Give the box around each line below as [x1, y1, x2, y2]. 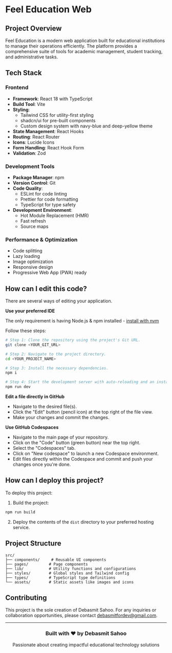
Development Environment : [12, 207, 73, 213]
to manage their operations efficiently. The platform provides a [5, 43, 137, 49]
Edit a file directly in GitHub [5, 394, 65, 400]
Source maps [20, 223, 49, 229]
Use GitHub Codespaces [5, 424, 59, 430]
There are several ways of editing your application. [5, 298, 113, 304]
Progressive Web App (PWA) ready [12, 270, 87, 276]
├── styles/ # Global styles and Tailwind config [5, 571, 130, 576]
